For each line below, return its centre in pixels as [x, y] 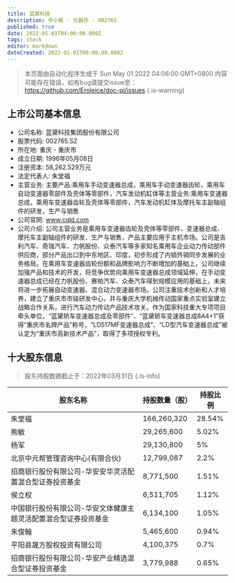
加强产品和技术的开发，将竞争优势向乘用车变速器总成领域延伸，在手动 [119, 272]
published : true [31, 27]
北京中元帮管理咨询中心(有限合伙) [66, 458]
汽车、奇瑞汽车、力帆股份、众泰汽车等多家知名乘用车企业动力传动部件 [124, 246]
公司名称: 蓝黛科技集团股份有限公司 [68, 132]
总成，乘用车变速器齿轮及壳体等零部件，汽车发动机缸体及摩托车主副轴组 [121, 202]
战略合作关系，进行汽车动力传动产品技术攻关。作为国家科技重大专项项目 [121, 307]
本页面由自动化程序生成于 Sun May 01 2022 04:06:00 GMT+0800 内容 [126, 73]
